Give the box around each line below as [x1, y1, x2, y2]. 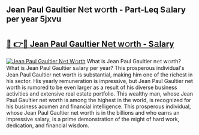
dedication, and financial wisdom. [6, 122, 89, 129]
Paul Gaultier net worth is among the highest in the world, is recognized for [6, 97, 192, 103]
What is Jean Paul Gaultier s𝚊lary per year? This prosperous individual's [6, 65, 185, 71]
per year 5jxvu [6, 14, 62, 24]
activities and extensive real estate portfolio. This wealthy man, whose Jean [6, 90, 194, 97]
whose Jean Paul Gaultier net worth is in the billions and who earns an [6, 109, 180, 116]
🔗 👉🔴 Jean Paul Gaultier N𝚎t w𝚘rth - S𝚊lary [6, 39, 174, 49]
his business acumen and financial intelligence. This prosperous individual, [6, 103, 191, 110]
